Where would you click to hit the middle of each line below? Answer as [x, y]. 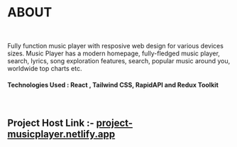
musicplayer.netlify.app [61, 134]
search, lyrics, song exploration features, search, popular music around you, [119, 60]
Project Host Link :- [51, 123]
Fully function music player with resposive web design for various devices [115, 45]
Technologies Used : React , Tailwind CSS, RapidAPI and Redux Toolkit [113, 85]
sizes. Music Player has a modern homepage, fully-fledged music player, [114, 53]
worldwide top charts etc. [45, 68]
